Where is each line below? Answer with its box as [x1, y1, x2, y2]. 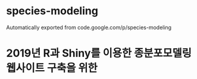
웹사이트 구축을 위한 [6, 61, 98, 75]
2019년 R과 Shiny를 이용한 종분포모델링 [6, 46, 192, 60]
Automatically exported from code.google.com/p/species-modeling [6, 24, 171, 31]
